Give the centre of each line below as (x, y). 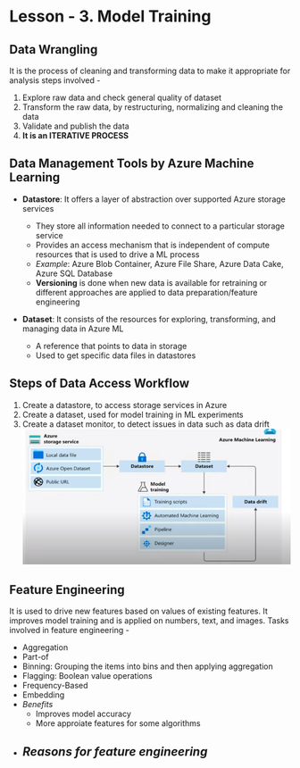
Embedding (43, 695)
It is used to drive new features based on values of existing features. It (138, 611)
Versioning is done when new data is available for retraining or (151, 282)
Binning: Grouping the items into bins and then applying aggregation (148, 666)
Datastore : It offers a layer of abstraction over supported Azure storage (154, 199)
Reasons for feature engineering (115, 751)
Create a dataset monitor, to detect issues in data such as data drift (146, 424)
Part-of (35, 657)
